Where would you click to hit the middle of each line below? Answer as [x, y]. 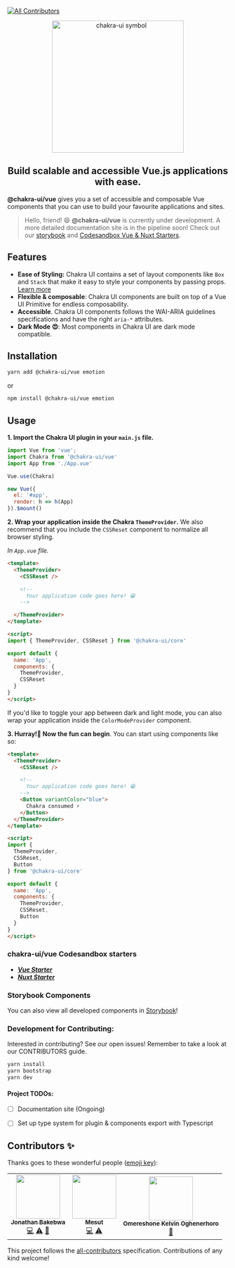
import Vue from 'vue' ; [42, 450]
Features [27, 257]
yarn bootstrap [29, 1071]
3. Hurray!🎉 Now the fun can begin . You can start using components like [113, 734]
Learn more [34, 289]
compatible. [35, 334]
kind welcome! [28, 1258]
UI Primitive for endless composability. [73, 304]
